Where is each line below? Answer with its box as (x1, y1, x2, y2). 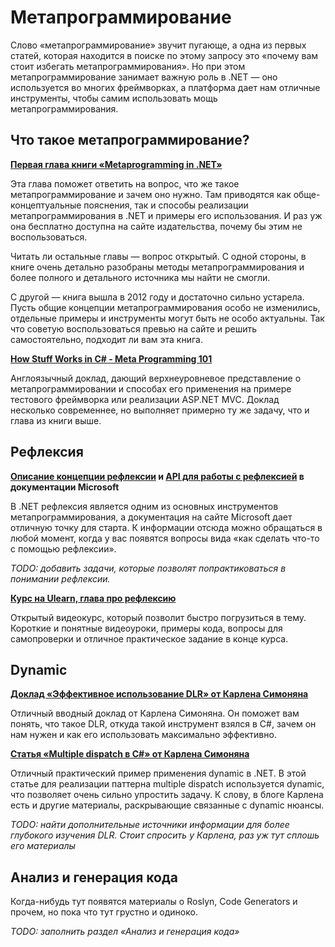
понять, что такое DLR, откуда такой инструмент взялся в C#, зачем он (10, 718, 317, 730)
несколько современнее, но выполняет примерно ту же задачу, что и (10, 404, 310, 416)
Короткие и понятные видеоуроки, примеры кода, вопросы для (10, 622, 283, 634)
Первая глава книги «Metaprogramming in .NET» (10, 158, 223, 170)
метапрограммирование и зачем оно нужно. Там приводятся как (10, 188, 292, 200)
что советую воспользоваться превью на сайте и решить (10, 322, 258, 335)
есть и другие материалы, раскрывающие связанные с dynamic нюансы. (10, 799, 325, 811)
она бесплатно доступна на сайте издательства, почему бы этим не (10, 220, 303, 232)
